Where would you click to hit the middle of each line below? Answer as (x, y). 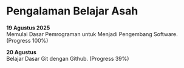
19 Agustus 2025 (28, 28)
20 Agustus (21, 52)
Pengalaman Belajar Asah (72, 11)
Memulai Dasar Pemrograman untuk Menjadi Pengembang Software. (92, 34)
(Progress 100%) (27, 40)
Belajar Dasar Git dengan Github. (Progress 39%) (68, 58)
